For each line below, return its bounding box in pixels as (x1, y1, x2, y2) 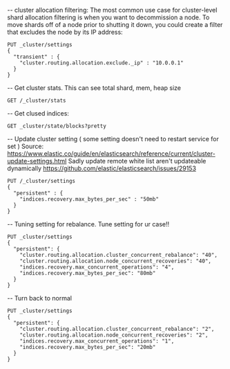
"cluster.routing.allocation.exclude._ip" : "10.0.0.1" (19, 60, 184, 66)
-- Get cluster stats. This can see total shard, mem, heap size (7, 84, 182, 92)
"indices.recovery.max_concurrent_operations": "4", (19, 264, 175, 271)
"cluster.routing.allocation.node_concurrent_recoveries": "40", (19, 258, 212, 264)
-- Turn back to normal (7, 294, 73, 302)
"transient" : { (13, 53, 60, 60)
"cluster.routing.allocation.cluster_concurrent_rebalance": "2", (19, 325, 215, 332)
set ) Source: (7, 142, 44, 150)
